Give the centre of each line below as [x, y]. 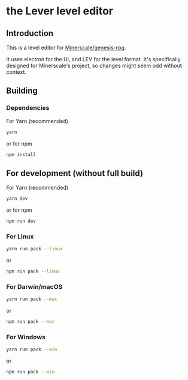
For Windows [26, 337]
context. [16, 72]
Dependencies [28, 108]
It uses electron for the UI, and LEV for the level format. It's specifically [93, 59]
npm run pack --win [31, 372]
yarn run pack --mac [32, 299]
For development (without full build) [75, 173]
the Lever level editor [60, 11]
